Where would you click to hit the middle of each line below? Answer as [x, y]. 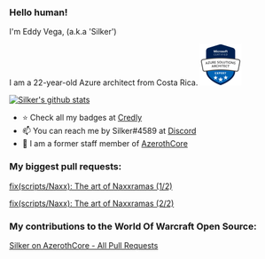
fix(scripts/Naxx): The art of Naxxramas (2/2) [92, 203]
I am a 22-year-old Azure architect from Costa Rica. [104, 82]
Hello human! [39, 12]
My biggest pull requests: [66, 167]
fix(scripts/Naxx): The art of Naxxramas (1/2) [91, 186]
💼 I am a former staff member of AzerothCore [105, 144]
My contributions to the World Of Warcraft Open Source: [133, 226]
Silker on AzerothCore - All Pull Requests [84, 245]
